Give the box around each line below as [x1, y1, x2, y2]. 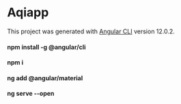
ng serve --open [7, 90, 55, 98]
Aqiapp [7, 5, 49, 20]
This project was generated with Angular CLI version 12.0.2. [7, 27, 176, 35]
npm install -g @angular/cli [7, 43, 87, 51]
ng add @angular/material [7, 73, 83, 82]
